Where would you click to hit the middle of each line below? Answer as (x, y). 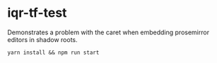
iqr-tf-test (37, 13)
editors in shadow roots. (42, 39)
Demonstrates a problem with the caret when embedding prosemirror (108, 32)
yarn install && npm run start (53, 52)
